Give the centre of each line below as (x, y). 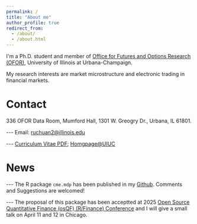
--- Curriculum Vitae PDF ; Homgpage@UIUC (61, 144)
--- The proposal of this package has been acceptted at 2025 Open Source (98, 202)
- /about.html (29, 39)
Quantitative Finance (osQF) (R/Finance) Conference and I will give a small (97, 208)
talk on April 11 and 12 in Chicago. (47, 214)
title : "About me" (29, 17)
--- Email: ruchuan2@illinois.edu (46, 132)
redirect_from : (25, 28)
